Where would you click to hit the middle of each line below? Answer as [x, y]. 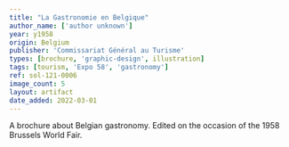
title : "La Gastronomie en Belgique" [79, 17]
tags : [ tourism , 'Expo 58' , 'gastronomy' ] [89, 68]
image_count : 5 [37, 84]
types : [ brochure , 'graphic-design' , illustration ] [107, 59]
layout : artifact [41, 92]
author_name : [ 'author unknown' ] [71, 26]
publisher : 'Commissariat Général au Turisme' [97, 51]
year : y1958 [31, 34]
